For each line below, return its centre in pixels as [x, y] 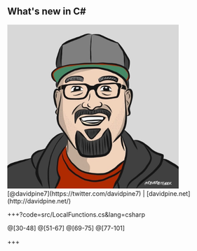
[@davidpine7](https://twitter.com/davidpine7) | [76, 193]
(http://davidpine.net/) [39, 201]
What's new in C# [47, 12]
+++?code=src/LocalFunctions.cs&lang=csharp [76, 214]
